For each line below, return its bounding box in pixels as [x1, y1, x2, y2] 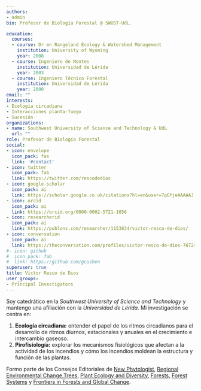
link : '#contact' [11, 159, 55, 165]
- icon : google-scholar [6, 181, 66, 187]
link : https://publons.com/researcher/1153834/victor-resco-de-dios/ [11, 226, 188, 232]
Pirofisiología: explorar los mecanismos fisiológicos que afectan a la [14, 341, 184, 348]
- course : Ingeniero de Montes [11, 58, 90, 65]
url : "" [11, 131, 31, 137]
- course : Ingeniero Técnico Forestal [11, 75, 109, 81]
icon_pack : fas [11, 153, 50, 159]
